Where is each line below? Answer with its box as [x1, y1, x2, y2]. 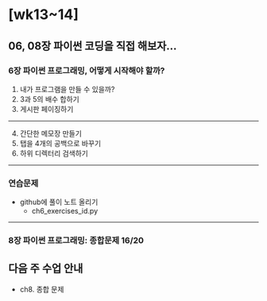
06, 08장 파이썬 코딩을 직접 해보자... [8, 39, 177, 52]
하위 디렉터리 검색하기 [19, 149, 89, 158]
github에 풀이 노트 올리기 [19, 197, 99, 207]
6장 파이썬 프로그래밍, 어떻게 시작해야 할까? [8, 65, 165, 76]
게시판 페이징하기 [19, 104, 74, 114]
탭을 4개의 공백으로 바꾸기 [19, 138, 102, 148]
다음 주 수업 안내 [8, 262, 83, 276]
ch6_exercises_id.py [31, 206, 99, 216]
